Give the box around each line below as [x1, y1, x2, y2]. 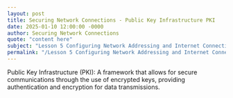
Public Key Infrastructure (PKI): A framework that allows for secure [7, 67, 198, 76]
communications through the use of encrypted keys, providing [7, 75, 186, 83]
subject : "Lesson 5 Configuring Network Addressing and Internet [7, 42, 200, 49]
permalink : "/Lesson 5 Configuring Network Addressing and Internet [7, 49, 209, 56]
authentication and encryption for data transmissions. [7, 83, 161, 91]
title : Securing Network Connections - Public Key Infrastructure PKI [7, 17, 216, 24]
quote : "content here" [7, 36, 73, 43]
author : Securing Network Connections [7, 29, 119, 37]
